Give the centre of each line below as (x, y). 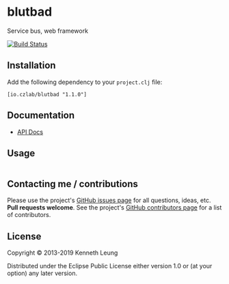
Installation (31, 66)
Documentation (41, 116)
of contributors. (29, 215)
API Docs (30, 132)
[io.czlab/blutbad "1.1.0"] (47, 94)
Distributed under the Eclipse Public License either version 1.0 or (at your (110, 266)
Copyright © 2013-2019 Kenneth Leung (63, 253)
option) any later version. (42, 273)
